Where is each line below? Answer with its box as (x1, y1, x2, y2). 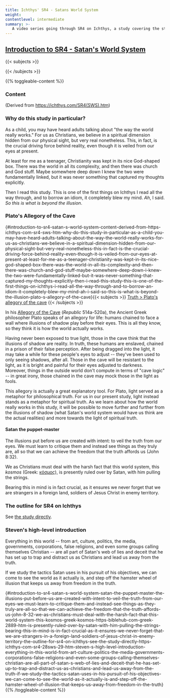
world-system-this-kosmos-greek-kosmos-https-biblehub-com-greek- (5, 616, 154, 623)
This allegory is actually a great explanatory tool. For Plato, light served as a (5, 388, 163, 394)
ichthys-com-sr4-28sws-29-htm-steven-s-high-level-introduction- (5, 644, 146, 650)
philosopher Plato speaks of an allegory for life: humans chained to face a (5, 315, 159, 321)
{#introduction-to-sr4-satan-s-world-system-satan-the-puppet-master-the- (5, 590, 165, 596)
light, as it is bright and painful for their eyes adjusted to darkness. (5, 362, 143, 368)
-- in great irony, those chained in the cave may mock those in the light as (5, 373, 159, 379)
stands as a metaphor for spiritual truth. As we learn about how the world (5, 399, 158, 405)
